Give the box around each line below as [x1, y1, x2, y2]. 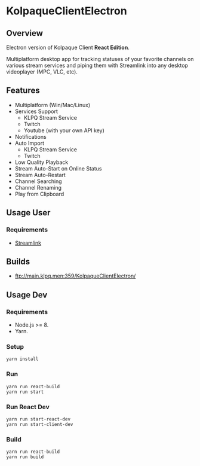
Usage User [6, 208, 51, 218]
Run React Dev [6, 403, 50, 411]
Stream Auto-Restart [14, 171, 66, 178]
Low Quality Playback [14, 159, 69, 166]
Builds [6, 256, 30, 267]
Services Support [14, 108, 59, 115]
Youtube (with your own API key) [23, 127, 104, 134]
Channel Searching [14, 178, 62, 185]
